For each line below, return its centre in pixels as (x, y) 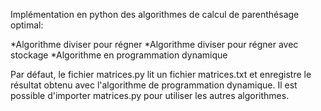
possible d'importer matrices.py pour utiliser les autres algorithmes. (150, 95)
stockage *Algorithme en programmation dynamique (119, 55)
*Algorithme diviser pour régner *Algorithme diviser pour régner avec (154, 44)
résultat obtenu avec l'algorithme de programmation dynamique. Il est (154, 85)
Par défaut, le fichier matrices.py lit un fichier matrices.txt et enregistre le (161, 74)
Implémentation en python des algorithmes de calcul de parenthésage (155, 14)
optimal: (27, 25)
